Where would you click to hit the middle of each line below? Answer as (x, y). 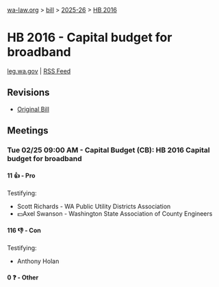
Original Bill (33, 109)
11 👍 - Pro (21, 175)
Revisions (28, 93)
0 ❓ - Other (23, 277)
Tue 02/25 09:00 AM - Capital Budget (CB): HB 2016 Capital (108, 150)
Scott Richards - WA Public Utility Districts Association (94, 207)
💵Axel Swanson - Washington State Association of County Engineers (115, 214)
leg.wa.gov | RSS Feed (39, 71)
